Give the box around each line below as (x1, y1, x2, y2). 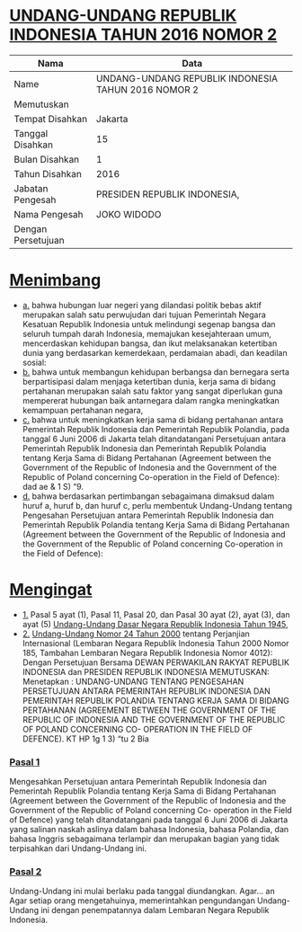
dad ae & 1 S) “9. (22, 481, 84, 492)
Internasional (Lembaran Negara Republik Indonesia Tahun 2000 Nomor (22, 637, 289, 648)
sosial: (22, 357, 47, 368)
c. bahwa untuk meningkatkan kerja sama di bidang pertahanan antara (22, 414, 284, 425)
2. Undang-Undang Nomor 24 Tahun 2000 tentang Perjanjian (22, 628, 250, 639)
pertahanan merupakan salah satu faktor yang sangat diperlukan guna (22, 386, 283, 396)
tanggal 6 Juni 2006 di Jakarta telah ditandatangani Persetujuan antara (22, 433, 286, 444)
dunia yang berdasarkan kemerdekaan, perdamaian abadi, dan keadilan (22, 347, 288, 358)
